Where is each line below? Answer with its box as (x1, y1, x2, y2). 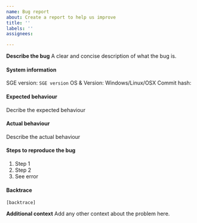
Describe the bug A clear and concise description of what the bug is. (6, 52, 177, 60)
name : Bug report (6, 8, 50, 15)
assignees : (6, 31, 33, 37)
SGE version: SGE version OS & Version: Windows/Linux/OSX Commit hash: (6, 79, 192, 86)
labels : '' (6, 25, 33, 32)
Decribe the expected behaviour (6, 106, 85, 113)
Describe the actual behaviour (6, 133, 81, 140)
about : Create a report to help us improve (6, 14, 116, 20)
